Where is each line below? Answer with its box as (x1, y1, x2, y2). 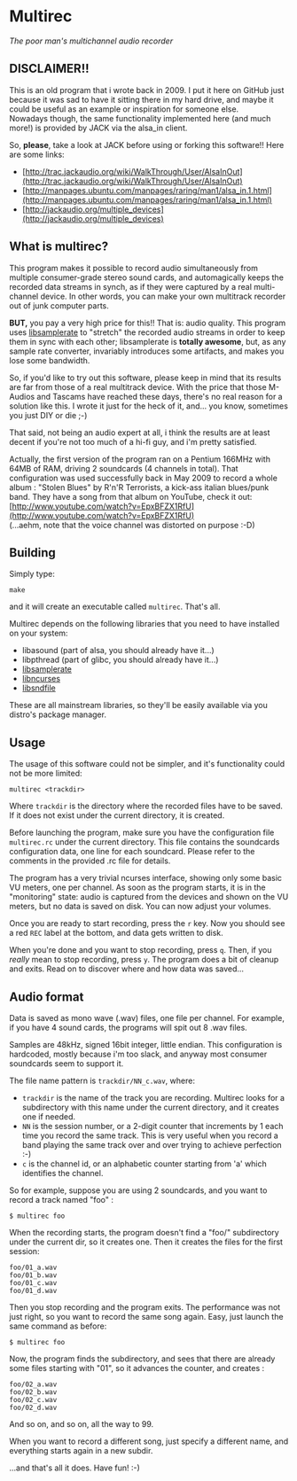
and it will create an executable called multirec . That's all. (9, 601, 221, 612)
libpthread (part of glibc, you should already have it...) (21, 654, 219, 666)
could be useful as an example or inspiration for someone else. (9, 104, 239, 114)
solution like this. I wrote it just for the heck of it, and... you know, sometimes (9, 401, 288, 411)
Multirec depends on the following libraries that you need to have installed (9, 619, 280, 629)
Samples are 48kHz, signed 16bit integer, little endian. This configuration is (9, 1040, 283, 1049)
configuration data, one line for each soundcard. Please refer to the (9, 846, 255, 857)
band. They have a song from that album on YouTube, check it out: (9, 491, 253, 502)
